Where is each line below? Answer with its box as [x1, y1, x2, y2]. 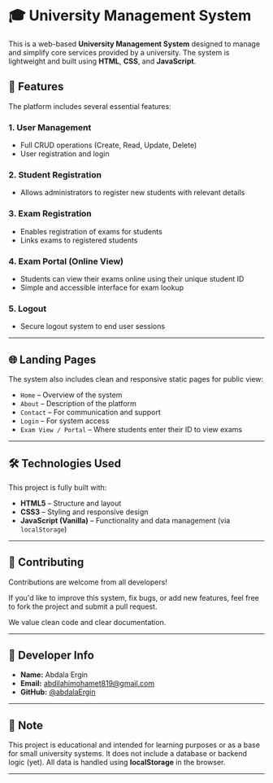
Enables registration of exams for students [19, 226, 162, 236]
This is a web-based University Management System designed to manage [8, 38, 261, 49]
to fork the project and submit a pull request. [8, 601, 158, 611]
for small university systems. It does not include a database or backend [8, 749, 248, 759]
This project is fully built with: [8, 482, 107, 492]
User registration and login [19, 149, 110, 159]
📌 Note [8, 718, 43, 733]
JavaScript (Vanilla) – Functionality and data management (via [19, 515, 231, 525]
